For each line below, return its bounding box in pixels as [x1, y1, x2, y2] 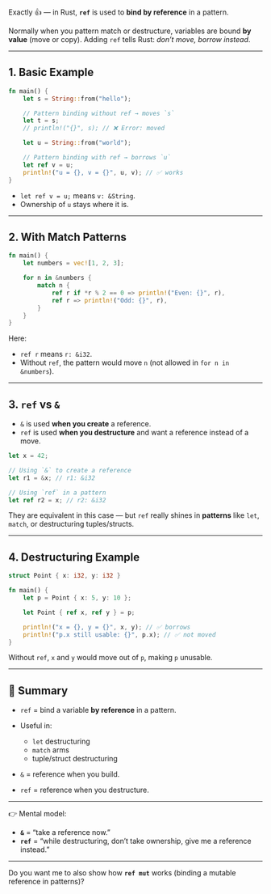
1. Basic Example [8, 66, 94, 79]
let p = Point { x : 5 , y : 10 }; [23, 594, 131, 602]
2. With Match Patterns [8, 230, 127, 244]
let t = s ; [23, 117, 60, 125]
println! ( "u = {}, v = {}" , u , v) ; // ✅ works [23, 168, 184, 176]
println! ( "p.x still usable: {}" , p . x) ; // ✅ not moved [23, 630, 216, 638]
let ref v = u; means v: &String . [19, 190, 135, 201]
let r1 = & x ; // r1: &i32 [8, 473, 95, 482]
